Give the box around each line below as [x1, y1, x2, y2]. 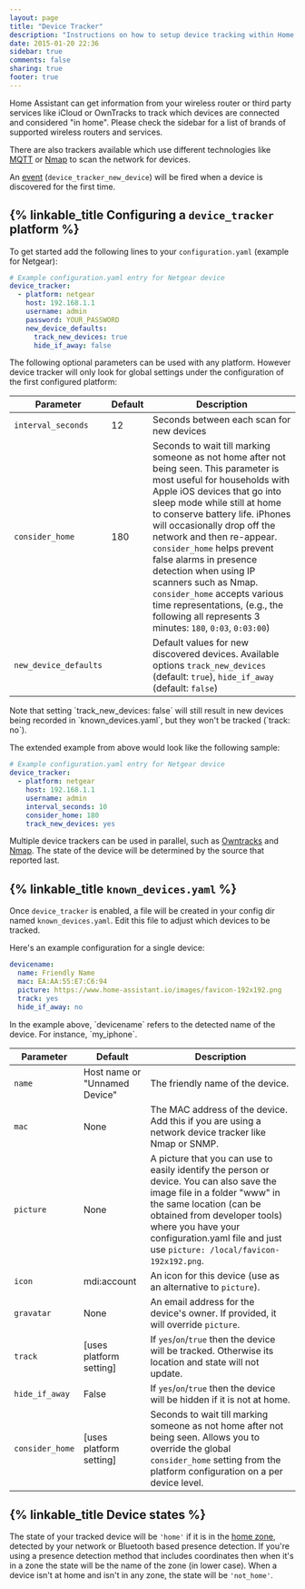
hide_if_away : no [17, 1002, 84, 1011]
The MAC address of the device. [150, 1103, 288, 1116]
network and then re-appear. [152, 531, 278, 543]
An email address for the [150, 1295, 255, 1308]
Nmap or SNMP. [150, 1137, 220, 1149]
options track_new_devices [152, 659, 266, 672]
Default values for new [152, 636, 250, 649]
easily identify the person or [150, 1163, 270, 1176]
